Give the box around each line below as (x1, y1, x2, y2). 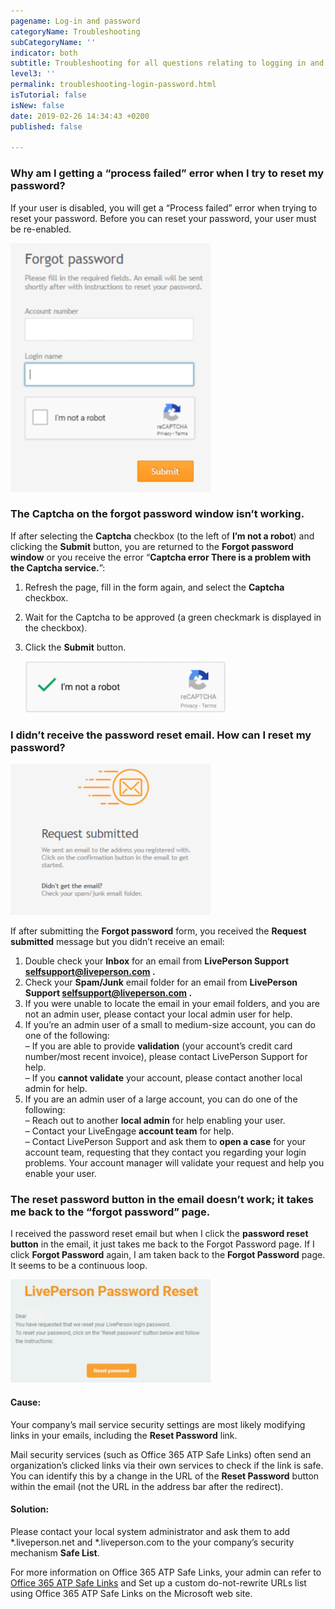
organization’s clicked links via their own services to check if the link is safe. (10, 1459, 324, 1471)
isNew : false (10, 100, 65, 110)
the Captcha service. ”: (10, 561, 106, 574)
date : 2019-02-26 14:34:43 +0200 (10, 111, 150, 121)
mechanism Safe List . (10, 1546, 100, 1559)
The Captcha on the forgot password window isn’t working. (10, 507, 305, 521)
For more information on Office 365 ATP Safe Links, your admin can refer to (10, 1566, 322, 1578)
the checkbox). (24, 621, 88, 634)
